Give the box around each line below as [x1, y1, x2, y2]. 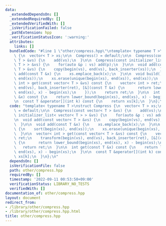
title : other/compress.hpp [5, 214, 61, 219]
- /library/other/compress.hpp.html [5, 209, 81, 214]
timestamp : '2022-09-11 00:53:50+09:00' [9, 177, 94, 182]
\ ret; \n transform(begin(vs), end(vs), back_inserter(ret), [14, 136, 149, 141]
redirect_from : [5, 200, 37, 205]
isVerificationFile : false [9, 163, 65, 168]
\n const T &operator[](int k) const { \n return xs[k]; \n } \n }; [14, 99, 161, 104]
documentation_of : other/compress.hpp [5, 190, 85, 195]
